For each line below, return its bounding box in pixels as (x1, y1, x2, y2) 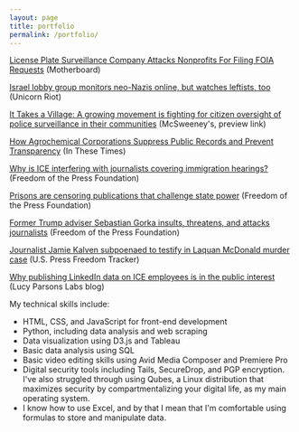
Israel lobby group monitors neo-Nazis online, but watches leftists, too (9, 82, 271, 93)
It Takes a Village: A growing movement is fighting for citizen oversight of (9, 109, 282, 120)
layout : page (9, 13, 59, 23)
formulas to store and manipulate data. (22, 412, 167, 423)
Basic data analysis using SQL (22, 345, 135, 356)
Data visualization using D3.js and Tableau (22, 335, 181, 346)
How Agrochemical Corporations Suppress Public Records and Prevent (9, 136, 274, 147)
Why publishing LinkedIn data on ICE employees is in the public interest (9, 272, 276, 283)
